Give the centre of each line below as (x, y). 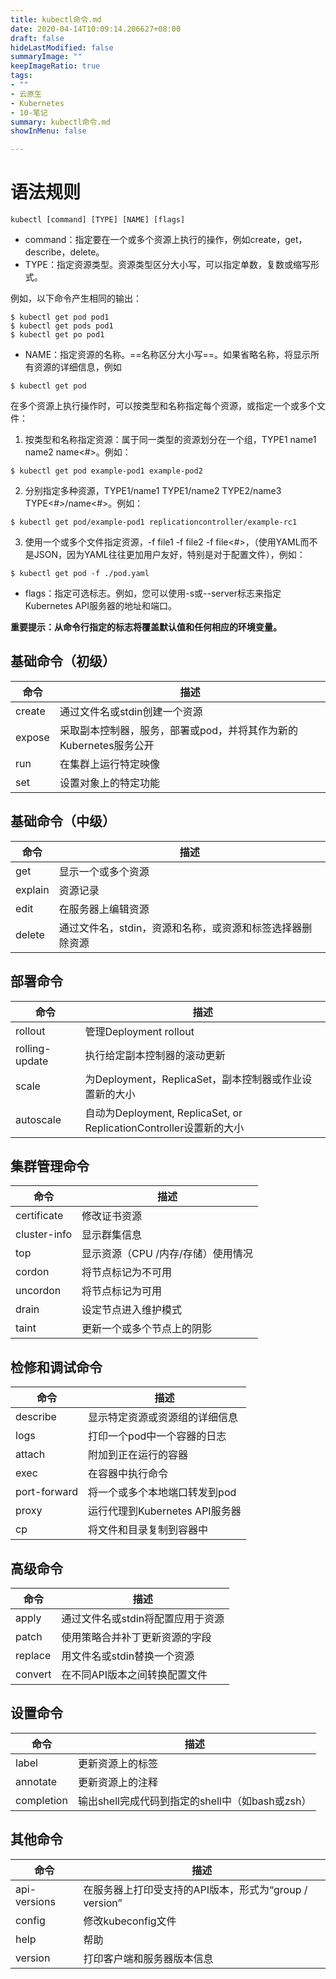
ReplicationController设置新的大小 (164, 1128)
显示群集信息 (112, 1235)
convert (33, 1674)
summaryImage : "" (46, 57)
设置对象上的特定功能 (109, 783)
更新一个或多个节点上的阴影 (147, 1329)
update (32, 1061)
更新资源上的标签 (117, 1763)
